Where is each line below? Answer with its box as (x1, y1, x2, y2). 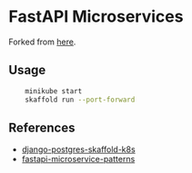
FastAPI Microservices (8, 6, 184, 27)
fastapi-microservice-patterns (21, 154, 136, 165)
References (8, 120, 76, 135)
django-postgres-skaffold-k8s (21, 144, 136, 155)
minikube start (25, 86, 83, 96)
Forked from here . (8, 36, 76, 47)
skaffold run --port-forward (25, 95, 136, 104)
